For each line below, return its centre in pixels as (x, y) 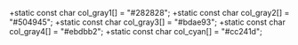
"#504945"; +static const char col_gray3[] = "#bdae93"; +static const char (148, 22)
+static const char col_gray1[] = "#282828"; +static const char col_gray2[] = (149, 13)
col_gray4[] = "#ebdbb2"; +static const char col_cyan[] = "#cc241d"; (136, 31)
